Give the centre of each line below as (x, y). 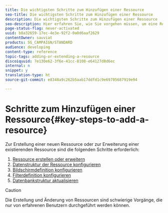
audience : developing (28, 47)
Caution (13, 190)
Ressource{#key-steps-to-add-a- (77, 120)
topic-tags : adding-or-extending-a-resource (52, 56)
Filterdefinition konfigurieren (42, 175)
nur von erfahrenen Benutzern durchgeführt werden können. (68, 205)
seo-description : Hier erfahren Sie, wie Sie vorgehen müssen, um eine (81, 24)
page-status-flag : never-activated (42, 29)
